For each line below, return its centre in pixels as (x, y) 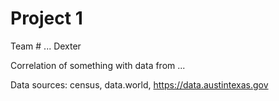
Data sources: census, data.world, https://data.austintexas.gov (139, 84)
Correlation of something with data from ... (98, 65)
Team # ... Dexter (46, 46)
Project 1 (46, 18)
